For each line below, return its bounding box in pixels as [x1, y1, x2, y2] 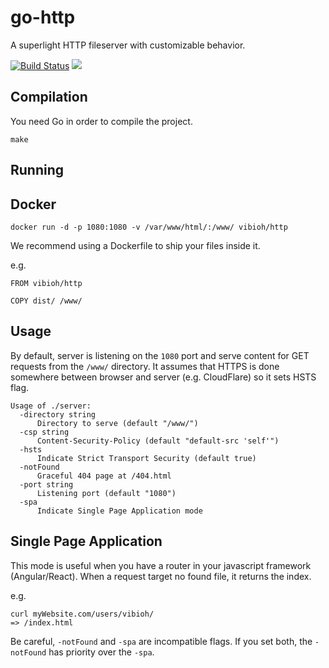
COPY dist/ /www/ [10, 296, 83, 306]
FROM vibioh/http [10, 278, 83, 288]
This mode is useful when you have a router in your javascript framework [10, 559, 312, 571]
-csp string [19, 427, 70, 437]
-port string [19, 479, 74, 490]
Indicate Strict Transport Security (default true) [36, 453, 257, 463]
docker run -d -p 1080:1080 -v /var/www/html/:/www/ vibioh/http [10, 222, 288, 232]
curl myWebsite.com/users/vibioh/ [10, 609, 155, 619]
